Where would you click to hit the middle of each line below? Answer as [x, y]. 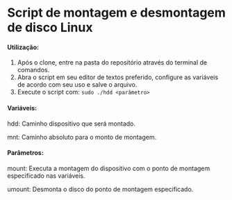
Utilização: [23, 47]
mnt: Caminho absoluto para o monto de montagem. [82, 137]
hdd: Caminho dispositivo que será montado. [72, 124]
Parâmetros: [25, 153]
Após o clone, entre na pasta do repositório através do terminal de [112, 62]
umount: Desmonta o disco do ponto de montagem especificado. [100, 189]
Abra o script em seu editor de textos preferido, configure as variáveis [118, 77]
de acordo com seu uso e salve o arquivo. [77, 85]
